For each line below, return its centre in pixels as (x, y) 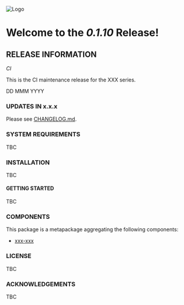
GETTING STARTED (30, 188)
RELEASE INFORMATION (51, 54)
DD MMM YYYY (25, 91)
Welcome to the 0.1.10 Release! (83, 33)
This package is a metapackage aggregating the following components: (92, 229)
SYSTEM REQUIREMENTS (43, 134)
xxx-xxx (24, 241)
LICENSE (19, 256)
